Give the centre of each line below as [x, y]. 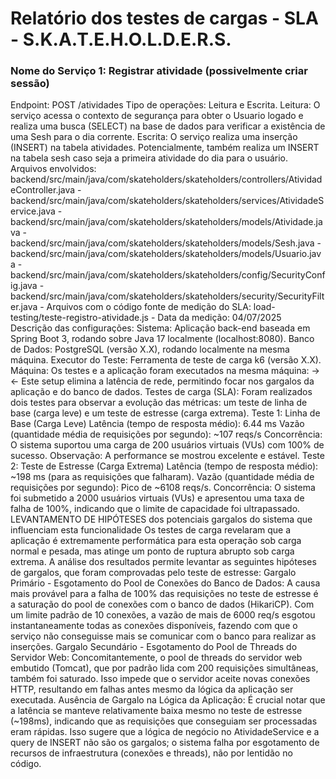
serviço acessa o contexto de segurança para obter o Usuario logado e [157, 116]
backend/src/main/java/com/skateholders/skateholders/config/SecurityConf [168, 275]
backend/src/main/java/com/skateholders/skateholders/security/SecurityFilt [167, 296]
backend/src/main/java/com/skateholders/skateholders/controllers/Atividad [166, 179]
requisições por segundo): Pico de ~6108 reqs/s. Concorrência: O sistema [163, 488]
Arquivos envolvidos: [53, 169]
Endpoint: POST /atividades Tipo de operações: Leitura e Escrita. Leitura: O [165, 105]
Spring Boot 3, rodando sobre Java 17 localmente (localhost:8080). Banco [162, 339]
